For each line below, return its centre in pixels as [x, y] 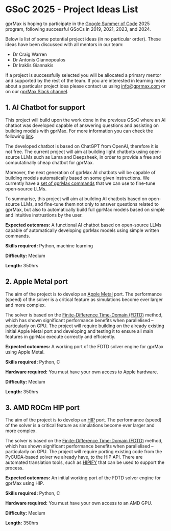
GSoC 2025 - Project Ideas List [72, 9]
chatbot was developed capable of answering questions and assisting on [82, 125]
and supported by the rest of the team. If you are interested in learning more [85, 80]
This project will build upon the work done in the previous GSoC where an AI [86, 120]
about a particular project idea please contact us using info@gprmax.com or [86, 86]
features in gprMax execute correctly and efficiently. [60, 336]
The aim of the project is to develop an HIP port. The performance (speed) [83, 420]
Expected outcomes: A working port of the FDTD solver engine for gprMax [84, 346]
